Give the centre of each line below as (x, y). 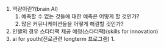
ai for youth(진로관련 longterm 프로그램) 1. (63, 39)
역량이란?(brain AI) (35, 9)
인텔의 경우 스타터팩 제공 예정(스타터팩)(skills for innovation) (85, 31)
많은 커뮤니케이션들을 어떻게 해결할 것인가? (72, 24)
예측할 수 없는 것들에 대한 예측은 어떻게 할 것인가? (80, 16)
